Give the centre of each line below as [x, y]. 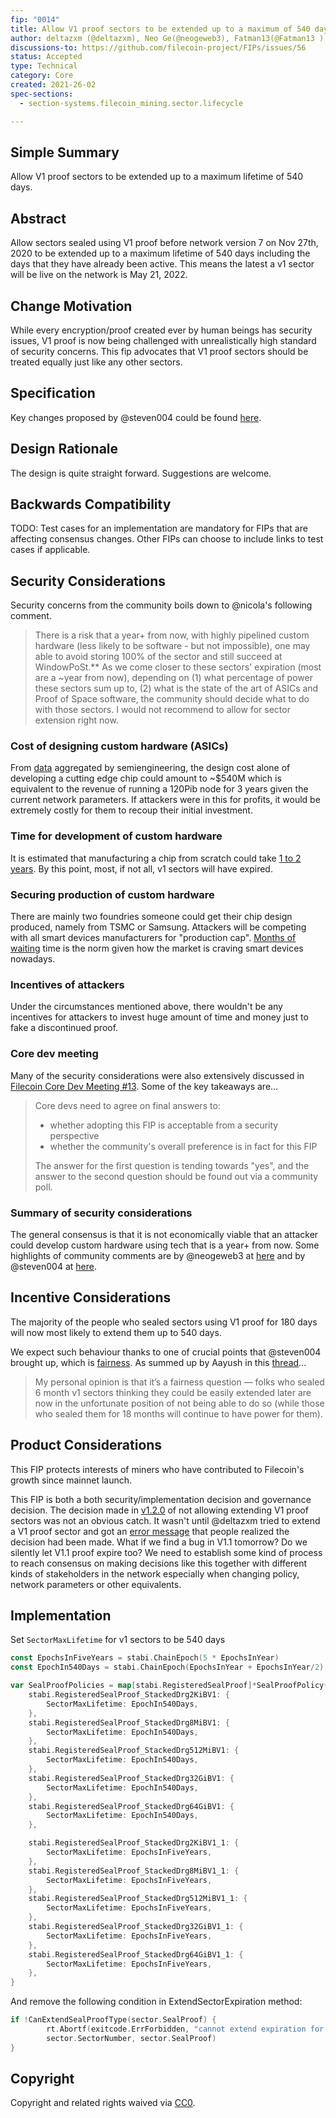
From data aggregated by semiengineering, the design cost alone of [150, 768]
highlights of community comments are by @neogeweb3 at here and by [158, 1255]
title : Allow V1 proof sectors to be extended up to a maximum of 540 [160, 29]
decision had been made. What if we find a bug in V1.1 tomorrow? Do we [159, 1542]
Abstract [38, 218]
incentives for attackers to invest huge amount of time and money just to [159, 1017]
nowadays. [33, 959]
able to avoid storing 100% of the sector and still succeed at [158, 657]
